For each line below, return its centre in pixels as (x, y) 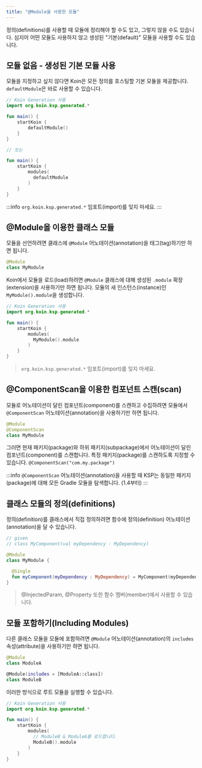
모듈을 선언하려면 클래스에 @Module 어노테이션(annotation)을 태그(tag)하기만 (96, 243)
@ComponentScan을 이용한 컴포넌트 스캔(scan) (94, 389)
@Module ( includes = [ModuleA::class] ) (55, 674)
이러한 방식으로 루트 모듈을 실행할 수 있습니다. (60, 692)
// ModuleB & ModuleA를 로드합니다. (75, 737)
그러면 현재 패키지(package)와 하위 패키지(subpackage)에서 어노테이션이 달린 (99, 448)
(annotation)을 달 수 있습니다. (41, 527)
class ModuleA (24, 663)
